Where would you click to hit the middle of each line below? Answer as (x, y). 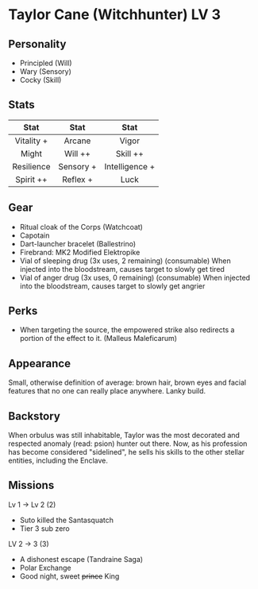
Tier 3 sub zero (44, 528)
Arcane (77, 141)
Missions (31, 485)
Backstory (35, 416)
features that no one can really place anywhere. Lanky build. (107, 391)
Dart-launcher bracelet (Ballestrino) (78, 243)
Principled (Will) (46, 63)
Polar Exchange (45, 568)
